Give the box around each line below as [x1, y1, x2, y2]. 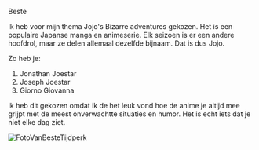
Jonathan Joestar [19, 69, 77, 78]
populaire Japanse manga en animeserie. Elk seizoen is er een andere [8, 31, 235, 39]
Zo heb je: [8, 54, 41, 63]
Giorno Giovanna [19, 86, 75, 95]
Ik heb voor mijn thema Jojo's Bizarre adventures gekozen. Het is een [8, 22, 233, 31]
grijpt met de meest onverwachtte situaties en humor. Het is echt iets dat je [8, 109, 251, 119]
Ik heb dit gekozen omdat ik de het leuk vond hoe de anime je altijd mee [8, 101, 241, 110]
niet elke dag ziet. [8, 118, 66, 126]
